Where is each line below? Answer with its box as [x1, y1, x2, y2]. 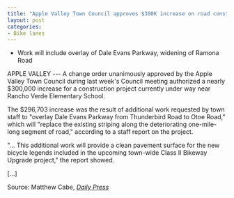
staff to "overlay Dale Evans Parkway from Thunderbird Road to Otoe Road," [7, 113, 226, 121]
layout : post [7, 17, 45, 24]
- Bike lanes [7, 29, 45, 37]
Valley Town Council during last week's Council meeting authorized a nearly [7, 77, 225, 86]
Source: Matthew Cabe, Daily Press [7, 183, 109, 192]
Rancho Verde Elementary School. [7, 92, 106, 100]
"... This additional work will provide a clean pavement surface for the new [7, 141, 220, 150]
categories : [7, 23, 42, 30]
